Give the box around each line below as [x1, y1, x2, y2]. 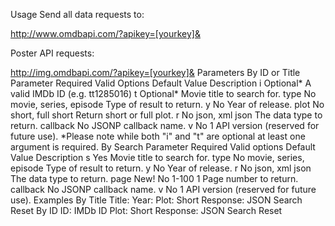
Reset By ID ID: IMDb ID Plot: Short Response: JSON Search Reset [10, 205, 283, 216]
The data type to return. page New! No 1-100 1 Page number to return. [10, 173, 299, 184]
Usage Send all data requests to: [10, 9, 145, 20]
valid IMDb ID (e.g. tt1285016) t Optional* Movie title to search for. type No [10, 88, 317, 99]
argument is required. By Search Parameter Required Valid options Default [10, 141, 316, 153]
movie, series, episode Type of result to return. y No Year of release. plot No [10, 99, 325, 110]
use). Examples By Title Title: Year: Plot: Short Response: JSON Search [10, 194, 303, 206]
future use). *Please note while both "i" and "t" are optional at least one [10, 130, 306, 142]
